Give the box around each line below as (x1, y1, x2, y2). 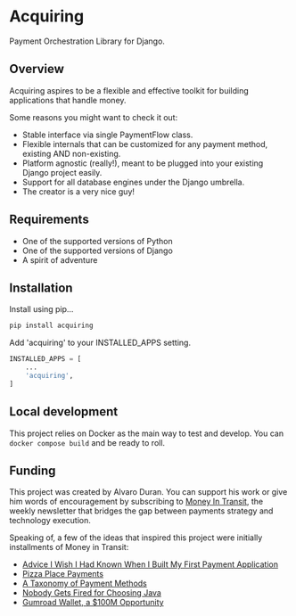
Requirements (9, 212, 89, 227)
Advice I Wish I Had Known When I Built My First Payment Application (21, 559, 279, 570)
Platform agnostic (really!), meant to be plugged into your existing (21, 158, 264, 168)
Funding (9, 463, 56, 478)
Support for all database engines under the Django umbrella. (21, 177, 245, 187)
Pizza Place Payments (21, 569, 104, 579)
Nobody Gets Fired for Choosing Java (21, 587, 162, 598)
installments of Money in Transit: (9, 542, 129, 553)
